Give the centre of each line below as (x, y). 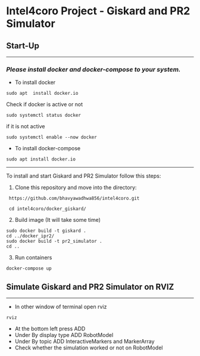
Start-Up (23, 46)
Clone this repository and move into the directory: (76, 188)
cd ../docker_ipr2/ (30, 236)
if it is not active (26, 126)
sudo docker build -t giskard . (46, 231)
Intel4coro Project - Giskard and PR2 (98, 11)
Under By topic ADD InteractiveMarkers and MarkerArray (85, 342)
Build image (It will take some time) (58, 220)
